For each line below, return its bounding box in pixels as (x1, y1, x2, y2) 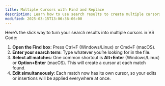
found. (12, 65, 26, 71)
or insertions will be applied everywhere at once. (12, 75, 111, 81)
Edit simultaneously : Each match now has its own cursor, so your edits (12, 70, 157, 76)
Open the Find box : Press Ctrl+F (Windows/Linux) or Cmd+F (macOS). (12, 44, 156, 50)
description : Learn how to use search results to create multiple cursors (5, 12, 162, 17)
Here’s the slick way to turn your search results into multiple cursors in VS (5, 30, 155, 36)
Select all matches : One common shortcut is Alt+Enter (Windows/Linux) (12, 55, 160, 61)
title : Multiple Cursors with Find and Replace (5, 7, 105, 12)
